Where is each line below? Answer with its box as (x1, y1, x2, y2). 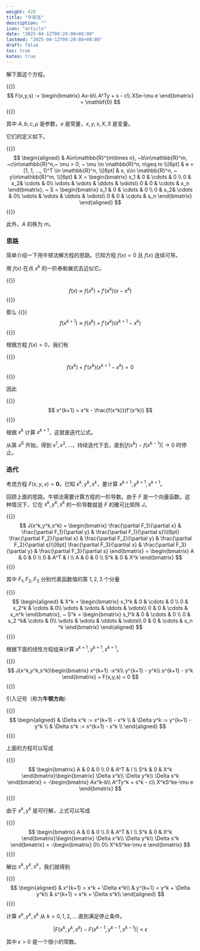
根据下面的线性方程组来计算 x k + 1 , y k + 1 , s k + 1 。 (6, 645, 122, 653)
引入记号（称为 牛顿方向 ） (6, 695, 69, 702)
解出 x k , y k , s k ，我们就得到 (6, 862, 70, 870)
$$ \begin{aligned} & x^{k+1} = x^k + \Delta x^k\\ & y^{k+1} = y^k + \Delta (10, 884, 190, 892)
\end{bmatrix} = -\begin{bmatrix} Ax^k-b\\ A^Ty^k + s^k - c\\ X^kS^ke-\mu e (7, 778, 194, 786)
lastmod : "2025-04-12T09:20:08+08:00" (6, 37, 103, 43)
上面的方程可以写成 (6, 744, 54, 751)
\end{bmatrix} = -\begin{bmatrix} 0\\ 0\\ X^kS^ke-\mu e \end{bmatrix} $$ (10, 841, 191, 848)
